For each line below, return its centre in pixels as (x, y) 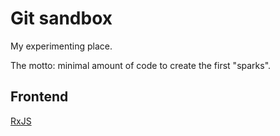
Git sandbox (61, 18)
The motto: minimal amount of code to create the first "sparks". (141, 65)
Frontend (39, 97)
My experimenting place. (61, 46)
